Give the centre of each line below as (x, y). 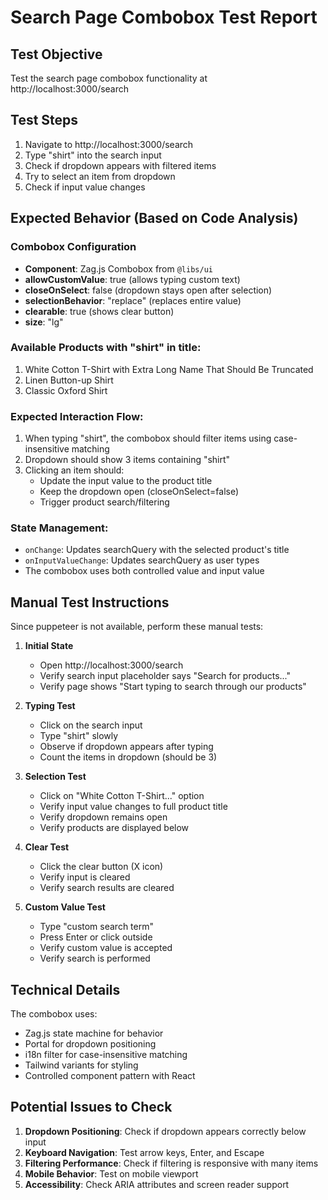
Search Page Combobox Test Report (164, 17)
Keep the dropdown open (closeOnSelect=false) (139, 492)
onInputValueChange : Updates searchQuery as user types (142, 560)
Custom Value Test (65, 907)
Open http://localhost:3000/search (111, 665)
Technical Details (65, 989)
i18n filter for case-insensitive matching (106, 1055)
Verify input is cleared (85, 877)
